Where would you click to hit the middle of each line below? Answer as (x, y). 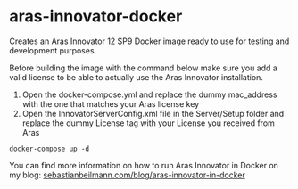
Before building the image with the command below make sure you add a (144, 68)
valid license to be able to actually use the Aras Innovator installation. (136, 77)
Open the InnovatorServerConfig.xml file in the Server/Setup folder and (153, 113)
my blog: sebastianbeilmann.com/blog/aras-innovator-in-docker (127, 175)
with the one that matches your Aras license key (111, 103)
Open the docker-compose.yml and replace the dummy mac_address (149, 94)
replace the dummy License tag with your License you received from (148, 123)
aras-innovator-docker (96, 16)
